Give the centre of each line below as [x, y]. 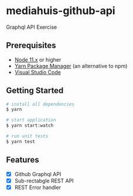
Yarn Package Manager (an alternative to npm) [71, 66]
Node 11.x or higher [38, 59]
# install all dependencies [40, 104]
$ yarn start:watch [30, 126]
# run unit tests [27, 136]
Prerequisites [31, 45]
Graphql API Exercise [32, 27]
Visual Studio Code [38, 72]
